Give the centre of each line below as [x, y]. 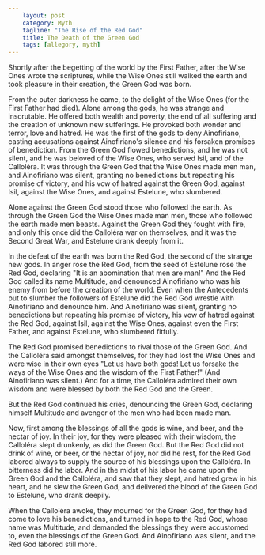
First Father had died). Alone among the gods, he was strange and [116, 108]
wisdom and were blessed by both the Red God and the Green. [111, 389]
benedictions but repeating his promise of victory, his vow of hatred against [131, 315]
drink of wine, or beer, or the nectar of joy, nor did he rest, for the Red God [129, 453]
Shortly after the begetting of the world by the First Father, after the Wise [127, 67]
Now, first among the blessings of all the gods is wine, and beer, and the [126, 429]
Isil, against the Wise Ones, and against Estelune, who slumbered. [115, 192]
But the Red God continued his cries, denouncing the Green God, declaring [131, 405]
